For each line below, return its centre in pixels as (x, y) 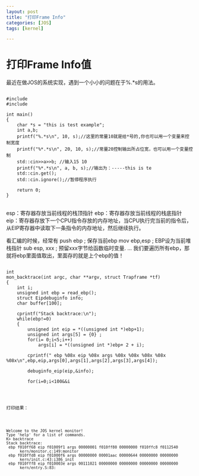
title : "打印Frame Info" (36, 17)
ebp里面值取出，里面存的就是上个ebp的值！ (70, 256)
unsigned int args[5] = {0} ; (65, 335)
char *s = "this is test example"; (61, 125)
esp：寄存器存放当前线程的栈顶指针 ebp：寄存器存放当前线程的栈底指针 (94, 213)
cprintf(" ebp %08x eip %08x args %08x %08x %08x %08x (97, 356)
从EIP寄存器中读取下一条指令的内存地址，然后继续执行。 (75, 228)
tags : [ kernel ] (25, 28)
